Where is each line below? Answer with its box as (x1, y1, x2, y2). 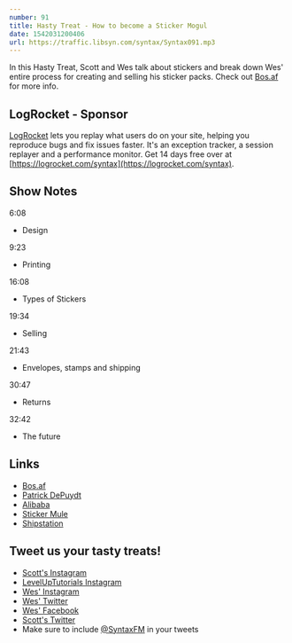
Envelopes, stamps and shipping (21, 362, 142, 372)
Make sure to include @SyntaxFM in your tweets (21, 623, 199, 634)
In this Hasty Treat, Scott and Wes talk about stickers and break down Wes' (9, 62, 284, 73)
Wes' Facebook (21, 605, 80, 616)
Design (21, 224, 49, 235)
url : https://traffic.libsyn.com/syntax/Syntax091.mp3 (9, 37, 216, 47)
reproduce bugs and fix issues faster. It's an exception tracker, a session (9, 139, 274, 151)
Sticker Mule (21, 508, 68, 519)
